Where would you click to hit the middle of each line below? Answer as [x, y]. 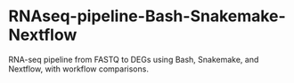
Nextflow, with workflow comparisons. [78, 69]
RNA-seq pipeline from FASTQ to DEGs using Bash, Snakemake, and [134, 59]
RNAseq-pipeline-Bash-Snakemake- [147, 16]
